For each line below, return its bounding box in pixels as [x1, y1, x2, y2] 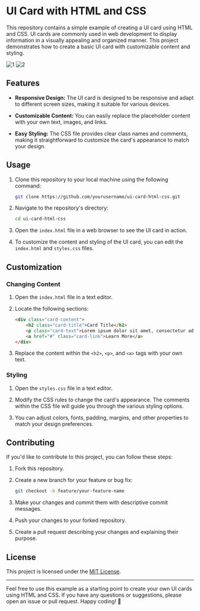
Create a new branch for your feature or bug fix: [14, 477, 133, 484]
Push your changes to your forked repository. [14, 517, 127, 524]
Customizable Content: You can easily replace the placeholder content [14, 112, 190, 119]
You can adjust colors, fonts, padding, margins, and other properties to [14, 414, 189, 421]
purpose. [14, 535, 37, 542]
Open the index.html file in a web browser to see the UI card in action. [14, 227, 187, 234]
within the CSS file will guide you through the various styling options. [14, 402, 184, 410]
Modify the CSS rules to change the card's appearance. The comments [14, 396, 190, 403]
